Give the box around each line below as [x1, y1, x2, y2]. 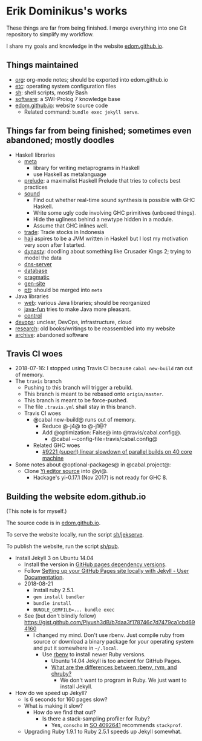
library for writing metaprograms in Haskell [33, 164, 140, 171]
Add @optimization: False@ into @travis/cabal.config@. [42, 429, 181, 436]
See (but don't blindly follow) [24, 612, 97, 619]
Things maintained [6, 60, 79, 70]
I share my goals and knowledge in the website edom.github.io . [6, 42, 164, 50]
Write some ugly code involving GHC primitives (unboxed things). [33, 209, 197, 216]
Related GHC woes [33, 442, 80, 449]
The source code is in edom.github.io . [6, 519, 101, 527]
